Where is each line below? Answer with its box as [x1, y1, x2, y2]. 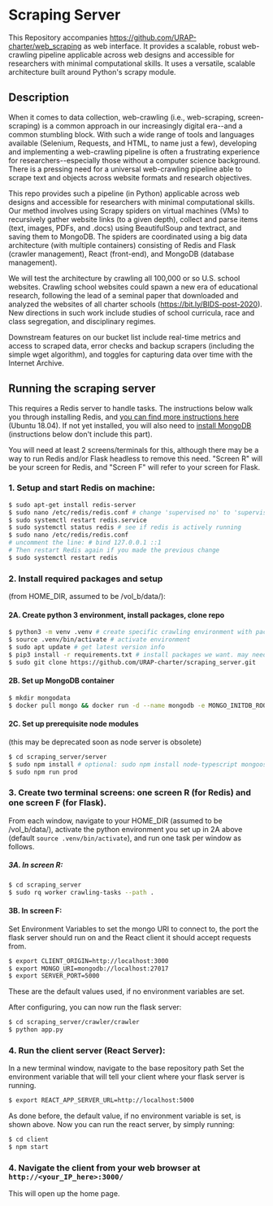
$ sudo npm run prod [8, 768, 79, 776]
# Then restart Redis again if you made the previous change [8, 546, 220, 554]
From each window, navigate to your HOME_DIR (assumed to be [8, 815, 223, 826]
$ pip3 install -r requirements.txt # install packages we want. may [8, 650, 249, 659]
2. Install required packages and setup [8, 573, 163, 584]
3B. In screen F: [8, 906, 63, 916]
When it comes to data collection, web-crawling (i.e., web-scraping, [8, 112, 236, 122]
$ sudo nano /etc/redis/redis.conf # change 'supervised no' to [8, 508, 231, 517]
